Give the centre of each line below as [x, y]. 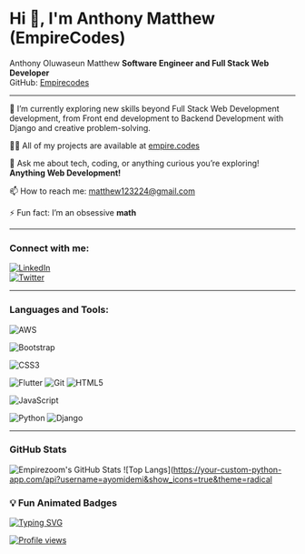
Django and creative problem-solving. [80, 127]
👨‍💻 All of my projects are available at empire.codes [104, 146]
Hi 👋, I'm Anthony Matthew [113, 19]
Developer [30, 73]
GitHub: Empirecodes [49, 82]
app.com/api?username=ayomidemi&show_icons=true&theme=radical [141, 479]
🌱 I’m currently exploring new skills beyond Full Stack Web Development [144, 108]
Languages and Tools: [59, 310]
